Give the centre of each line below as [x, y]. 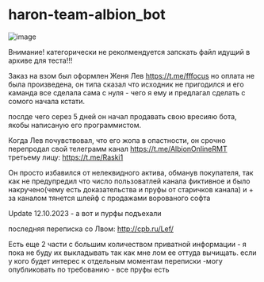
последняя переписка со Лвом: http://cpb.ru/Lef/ [91, 229]
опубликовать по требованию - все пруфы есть [89, 269]
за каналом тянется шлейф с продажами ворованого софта [109, 198]
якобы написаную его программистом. [75, 125]
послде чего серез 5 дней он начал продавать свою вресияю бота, [122, 116]
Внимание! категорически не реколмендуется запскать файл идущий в [129, 52]
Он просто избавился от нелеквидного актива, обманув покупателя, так [131, 172]
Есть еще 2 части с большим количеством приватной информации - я [128, 244]
